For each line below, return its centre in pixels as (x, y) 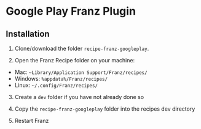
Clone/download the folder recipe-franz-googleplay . (82, 48)
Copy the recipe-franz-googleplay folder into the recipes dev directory (105, 109)
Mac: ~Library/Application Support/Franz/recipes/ (81, 72)
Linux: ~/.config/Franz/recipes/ (56, 85)
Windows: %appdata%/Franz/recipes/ (61, 79)
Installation (28, 34)
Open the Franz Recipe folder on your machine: (75, 60)
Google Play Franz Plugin (71, 11)
